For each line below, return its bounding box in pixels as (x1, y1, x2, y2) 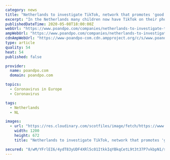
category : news (5, 7, 37, 13)
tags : (5, 100, 17, 105)
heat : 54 (5, 49, 24, 55)
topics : (5, 82, 22, 87)
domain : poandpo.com (10, 73, 53, 78)
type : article (5, 40, 35, 45)
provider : (5, 64, 26, 69)
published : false (5, 54, 42, 60)
